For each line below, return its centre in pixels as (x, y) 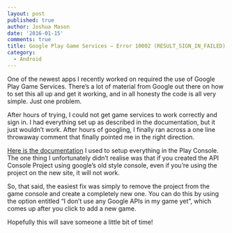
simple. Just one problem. (45, 101)
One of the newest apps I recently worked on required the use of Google (111, 79)
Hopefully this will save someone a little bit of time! (80, 222)
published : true (31, 20)
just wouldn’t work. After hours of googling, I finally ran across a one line (111, 129)
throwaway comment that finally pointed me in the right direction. (101, 137)
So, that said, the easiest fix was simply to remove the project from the (109, 186)
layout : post (26, 14)
